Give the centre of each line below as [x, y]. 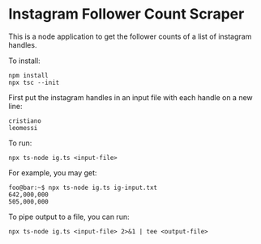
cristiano [25, 121]
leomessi [23, 128]
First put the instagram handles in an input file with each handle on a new [130, 97]
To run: [20, 143]
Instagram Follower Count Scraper [126, 14]
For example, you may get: [53, 172]
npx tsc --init [34, 82]
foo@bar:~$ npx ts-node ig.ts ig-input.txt [83, 187]
